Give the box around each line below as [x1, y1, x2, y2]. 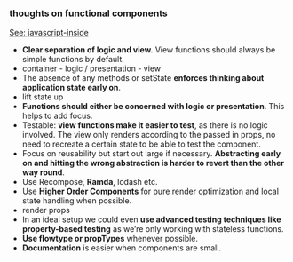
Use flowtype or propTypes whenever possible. [21, 234, 198, 244]
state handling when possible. [21, 195, 132, 206]
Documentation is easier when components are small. [21, 242, 222, 253]
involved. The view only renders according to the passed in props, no [21, 130, 276, 140]
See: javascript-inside [9, 28, 89, 38]
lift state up [21, 91, 64, 102]
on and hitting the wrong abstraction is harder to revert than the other [21, 158, 284, 169]
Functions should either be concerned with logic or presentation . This [21, 101, 285, 112]
